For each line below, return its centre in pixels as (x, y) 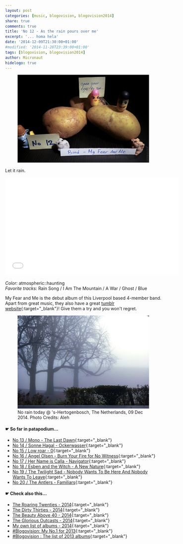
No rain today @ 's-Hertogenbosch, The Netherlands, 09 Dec (80, 412)
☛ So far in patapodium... (32, 429)
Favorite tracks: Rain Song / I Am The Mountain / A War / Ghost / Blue (76, 288)
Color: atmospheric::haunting (35, 283)
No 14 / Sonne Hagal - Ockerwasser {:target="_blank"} (67, 445)
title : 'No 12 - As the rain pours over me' (52, 32)
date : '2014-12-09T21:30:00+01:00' (42, 42)
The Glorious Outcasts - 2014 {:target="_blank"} (61, 520)
